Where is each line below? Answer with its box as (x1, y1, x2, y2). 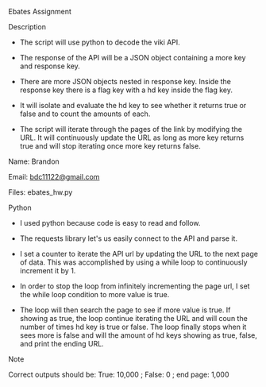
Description (8, 22, 46, 31)
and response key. (19, 61, 81, 71)
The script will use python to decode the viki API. (19, 37, 180, 47)
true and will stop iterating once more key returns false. (19, 141, 201, 150)
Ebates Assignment (8, 7, 71, 16)
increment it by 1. (19, 266, 76, 275)
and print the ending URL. (19, 339, 105, 348)
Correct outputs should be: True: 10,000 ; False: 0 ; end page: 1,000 (8, 370, 229, 379)
